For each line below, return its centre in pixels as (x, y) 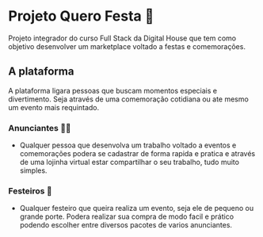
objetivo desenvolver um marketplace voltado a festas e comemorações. (127, 46)
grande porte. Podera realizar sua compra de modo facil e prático (127, 216)
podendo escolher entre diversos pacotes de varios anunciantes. (126, 225)
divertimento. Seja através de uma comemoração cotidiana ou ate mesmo (129, 99)
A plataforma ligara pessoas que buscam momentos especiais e (113, 90)
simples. (33, 170)
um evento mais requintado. (54, 107)
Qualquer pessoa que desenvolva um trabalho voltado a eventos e (128, 145)
